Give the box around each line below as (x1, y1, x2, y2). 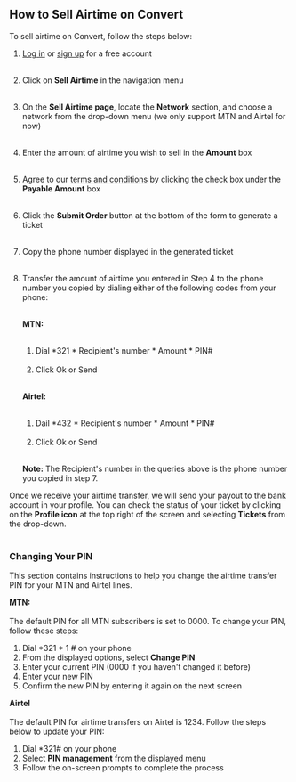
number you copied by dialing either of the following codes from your (21, 282, 277, 293)
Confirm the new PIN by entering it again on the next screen (21, 680, 243, 691)
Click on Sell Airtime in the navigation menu (21, 75, 184, 86)
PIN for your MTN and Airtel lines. (9, 580, 133, 591)
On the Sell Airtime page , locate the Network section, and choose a (21, 102, 273, 112)
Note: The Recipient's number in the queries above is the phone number (21, 463, 288, 474)
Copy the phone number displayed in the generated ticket (21, 246, 234, 257)
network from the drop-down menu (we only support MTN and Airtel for (21, 110, 286, 121)
